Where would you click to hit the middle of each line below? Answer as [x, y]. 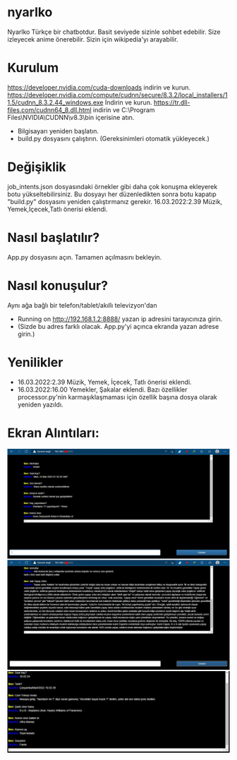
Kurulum [33, 68]
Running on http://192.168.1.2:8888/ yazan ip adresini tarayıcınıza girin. [120, 319]
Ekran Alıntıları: [54, 433]
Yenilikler [35, 362]
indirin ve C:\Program [124, 109]
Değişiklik [37, 167]
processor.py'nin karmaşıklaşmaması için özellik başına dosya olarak [117, 397]
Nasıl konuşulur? [57, 285]
